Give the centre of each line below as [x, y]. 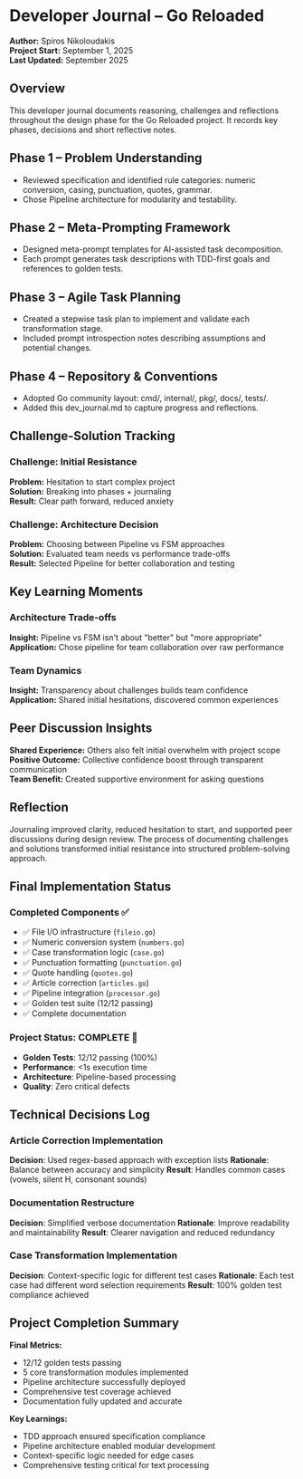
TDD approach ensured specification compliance [114, 1436]
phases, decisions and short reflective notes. [93, 130]
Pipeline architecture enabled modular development [118, 1445]
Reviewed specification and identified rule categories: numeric [139, 180]
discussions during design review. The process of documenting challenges [149, 839]
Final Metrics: [36, 1345]
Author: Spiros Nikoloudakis [62, 41]
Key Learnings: [38, 1418]
